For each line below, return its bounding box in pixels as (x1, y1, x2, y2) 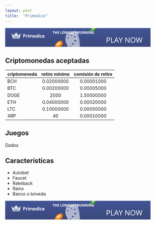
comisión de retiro (74, 71, 113, 77)
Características (5, 157, 54, 165)
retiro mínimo (41, 71, 70, 77)
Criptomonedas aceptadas (5, 56, 89, 65)
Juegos (5, 129, 29, 137)
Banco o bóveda (12, 191, 46, 197)
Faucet (12, 175, 27, 181)
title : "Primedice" (5, 13, 48, 18)
